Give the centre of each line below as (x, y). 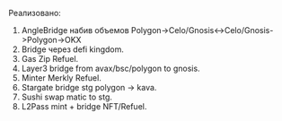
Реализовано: (35, 13)
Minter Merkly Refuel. (62, 78)
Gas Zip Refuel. (50, 59)
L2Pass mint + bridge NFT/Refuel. (84, 106)
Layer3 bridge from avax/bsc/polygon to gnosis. (110, 68)
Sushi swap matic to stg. (67, 97)
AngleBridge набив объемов (75, 30)
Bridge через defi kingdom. (73, 49)
